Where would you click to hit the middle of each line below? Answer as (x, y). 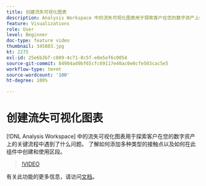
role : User (20, 29)
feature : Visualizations (38, 23)
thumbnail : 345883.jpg (35, 47)
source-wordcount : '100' (38, 75)
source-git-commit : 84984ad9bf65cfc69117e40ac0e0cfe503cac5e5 (87, 63)
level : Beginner (27, 35)
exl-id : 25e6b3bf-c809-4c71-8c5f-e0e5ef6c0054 (67, 58)
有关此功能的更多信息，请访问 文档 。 (52, 177)
